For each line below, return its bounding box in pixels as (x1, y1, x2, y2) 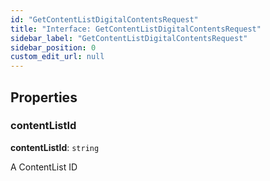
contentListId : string (10, 141, 100, 153)
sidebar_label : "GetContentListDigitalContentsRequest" (10, 33, 248, 43)
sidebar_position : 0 (10, 42, 97, 53)
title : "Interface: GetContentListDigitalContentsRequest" (10, 24, 262, 34)
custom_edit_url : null (10, 52, 105, 62)
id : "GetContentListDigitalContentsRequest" (10, 14, 199, 25)
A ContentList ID (10, 161, 78, 173)
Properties (10, 89, 78, 106)
